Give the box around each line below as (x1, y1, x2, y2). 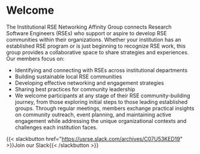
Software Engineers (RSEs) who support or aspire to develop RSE (6, 29, 167, 36)
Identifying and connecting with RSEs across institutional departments (14, 66, 188, 73)
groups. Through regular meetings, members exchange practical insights (14, 104, 195, 112)
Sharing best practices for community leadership (14, 85, 136, 93)
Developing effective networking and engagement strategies (14, 79, 164, 87)
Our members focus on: (6, 55, 64, 62)
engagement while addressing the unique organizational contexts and (14, 117, 187, 124)
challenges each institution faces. (14, 124, 98, 131)
